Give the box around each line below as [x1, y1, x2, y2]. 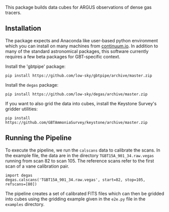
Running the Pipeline [5, 133, 72, 143]
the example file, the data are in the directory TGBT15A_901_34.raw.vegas [5, 152, 154, 158]
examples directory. [5, 201, 44, 207]
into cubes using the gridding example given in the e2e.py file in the [5, 196, 146, 202]
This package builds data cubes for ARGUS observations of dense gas [5, 5, 152, 10]
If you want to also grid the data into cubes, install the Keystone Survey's [5, 100, 157, 106]
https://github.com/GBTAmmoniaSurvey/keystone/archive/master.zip [5, 120, 148, 125]
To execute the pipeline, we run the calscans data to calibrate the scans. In [5, 147, 160, 153]
